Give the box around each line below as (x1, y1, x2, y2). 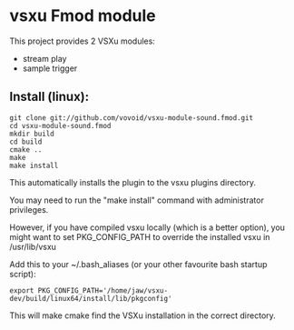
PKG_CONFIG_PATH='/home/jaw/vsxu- (37, 285, 169, 295)
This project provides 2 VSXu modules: (9, 35, 156, 46)
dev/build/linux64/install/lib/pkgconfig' (9, 294, 172, 303)
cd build (9, 137, 43, 146)
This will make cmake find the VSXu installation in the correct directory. (9, 310, 277, 321)
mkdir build (9, 129, 54, 138)
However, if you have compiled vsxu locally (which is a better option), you (9, 222, 286, 233)
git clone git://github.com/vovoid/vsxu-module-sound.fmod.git (9, 113, 254, 123)
